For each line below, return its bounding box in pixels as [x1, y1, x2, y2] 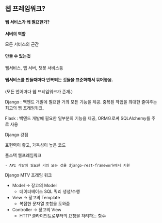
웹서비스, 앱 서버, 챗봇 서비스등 [5, 65, 64, 70]
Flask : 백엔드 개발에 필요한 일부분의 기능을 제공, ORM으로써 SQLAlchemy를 [5, 116, 150, 121]
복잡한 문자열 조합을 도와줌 [19, 201, 70, 206]
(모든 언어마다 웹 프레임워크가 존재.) [5, 89, 73, 94]
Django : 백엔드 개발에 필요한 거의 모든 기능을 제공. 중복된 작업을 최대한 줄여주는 [5, 99, 158, 104]
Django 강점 [5, 132, 29, 137]
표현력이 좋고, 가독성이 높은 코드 [5, 142, 66, 148]
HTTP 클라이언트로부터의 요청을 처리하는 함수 [19, 213, 106, 219]
